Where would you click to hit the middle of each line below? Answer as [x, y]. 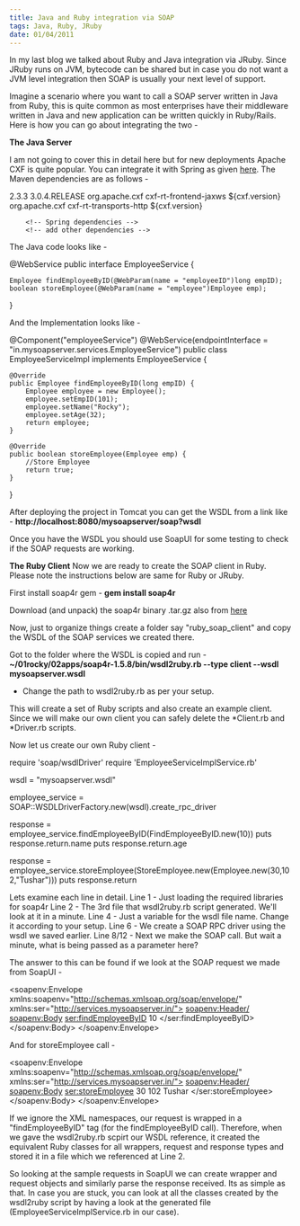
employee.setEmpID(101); [72, 400]
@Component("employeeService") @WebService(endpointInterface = [139, 340]
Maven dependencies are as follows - [79, 179]
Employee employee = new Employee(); [96, 392]
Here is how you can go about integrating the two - [104, 125]
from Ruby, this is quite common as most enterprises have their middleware [149, 106]
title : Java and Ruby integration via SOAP [92, 18]
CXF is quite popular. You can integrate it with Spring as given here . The [142, 169]
